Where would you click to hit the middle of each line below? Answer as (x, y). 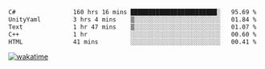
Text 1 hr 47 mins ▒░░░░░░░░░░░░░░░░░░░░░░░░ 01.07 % (132, 27)
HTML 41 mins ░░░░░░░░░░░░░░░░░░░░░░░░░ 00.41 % (132, 42)
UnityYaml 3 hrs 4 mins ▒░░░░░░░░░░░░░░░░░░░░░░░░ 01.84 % (132, 19)
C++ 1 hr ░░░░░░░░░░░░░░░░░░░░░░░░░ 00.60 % (132, 34)
